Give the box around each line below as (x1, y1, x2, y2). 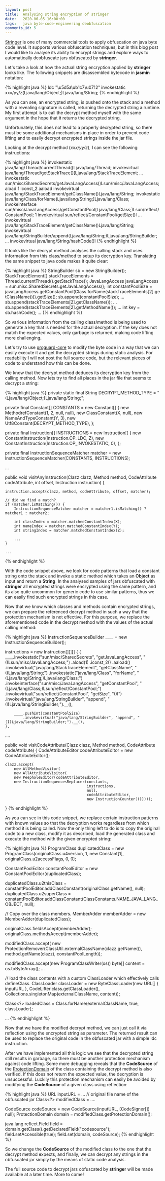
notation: (5, 75, 23, 81)
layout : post (5, 7, 32, 12)
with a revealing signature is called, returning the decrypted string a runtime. (5, 105, 161, 111)
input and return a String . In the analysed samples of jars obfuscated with (5, 578, 155, 584)
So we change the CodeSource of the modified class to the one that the (5, 1146, 152, 1152)
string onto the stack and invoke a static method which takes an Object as (5, 573, 156, 579)
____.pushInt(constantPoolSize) (14, 711, 80, 716)
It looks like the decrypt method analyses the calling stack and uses (5, 248, 143, 254)
